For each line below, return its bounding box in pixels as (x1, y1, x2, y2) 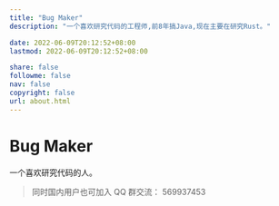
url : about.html (9, 96, 71, 105)
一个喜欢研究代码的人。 (9, 167, 97, 178)
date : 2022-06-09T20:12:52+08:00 (9, 38, 136, 47)
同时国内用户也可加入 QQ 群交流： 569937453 (31, 186, 206, 197)
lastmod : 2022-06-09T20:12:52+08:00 (9, 46, 148, 55)
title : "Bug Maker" (9, 13, 84, 23)
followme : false (9, 72, 71, 81)
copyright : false (9, 88, 75, 97)
